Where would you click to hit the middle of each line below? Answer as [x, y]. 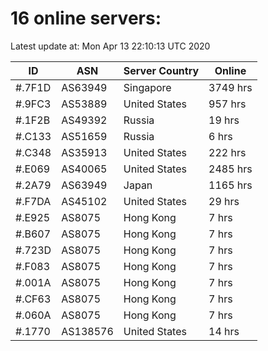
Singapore [147, 87]
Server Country [161, 70]
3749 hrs [230, 87]
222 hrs [227, 152]
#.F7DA [33, 201]
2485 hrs [230, 169]
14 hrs [224, 331]
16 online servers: [86, 18]
